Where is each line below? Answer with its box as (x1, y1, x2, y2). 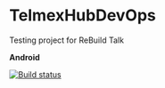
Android (9, 52, 40, 62)
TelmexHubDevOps (9, 5, 156, 26)
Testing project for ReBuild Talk (9, 35, 125, 45)
